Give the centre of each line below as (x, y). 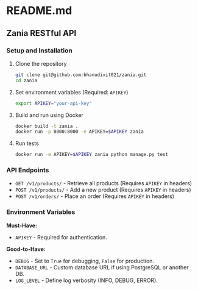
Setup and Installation (40, 51)
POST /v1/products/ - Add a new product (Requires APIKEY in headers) (103, 190)
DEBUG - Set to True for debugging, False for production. (84, 261)
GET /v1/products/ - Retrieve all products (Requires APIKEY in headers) (104, 183)
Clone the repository (41, 63)
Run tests (27, 143)
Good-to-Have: (26, 249)
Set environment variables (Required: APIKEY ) (72, 92)
